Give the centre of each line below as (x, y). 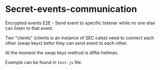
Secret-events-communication (71, 9)
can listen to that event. (29, 28)
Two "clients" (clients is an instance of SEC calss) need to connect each (80, 38)
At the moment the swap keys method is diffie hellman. (62, 53)
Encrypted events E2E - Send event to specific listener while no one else (80, 23)
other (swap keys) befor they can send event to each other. (66, 43)
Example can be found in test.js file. (44, 62)
